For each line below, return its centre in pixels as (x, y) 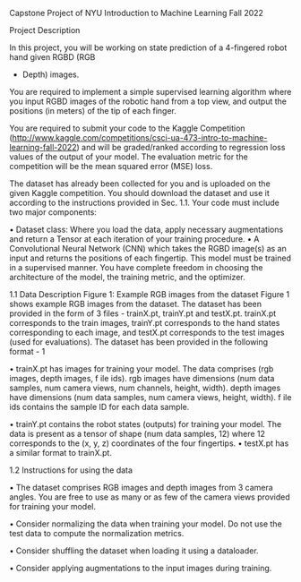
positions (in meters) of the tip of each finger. (93, 111)
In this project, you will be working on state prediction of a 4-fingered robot (148, 47)
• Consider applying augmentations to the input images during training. (141, 568)
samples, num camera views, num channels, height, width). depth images (145, 388)
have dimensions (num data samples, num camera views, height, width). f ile (150, 397)
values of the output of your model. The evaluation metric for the (129, 157)
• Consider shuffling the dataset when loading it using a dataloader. (134, 551)
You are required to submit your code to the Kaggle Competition (127, 128)
